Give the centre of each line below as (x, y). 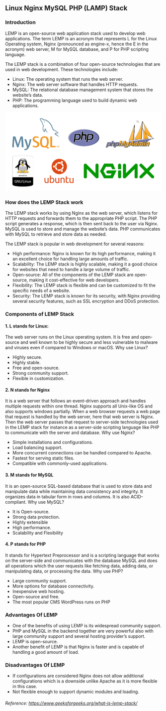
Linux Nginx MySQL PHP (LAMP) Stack (66, 8)
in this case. (25, 687)
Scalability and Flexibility (38, 533)
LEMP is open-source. (35, 642)
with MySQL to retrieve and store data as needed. (56, 234)
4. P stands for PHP (26, 544)
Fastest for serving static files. (43, 458)
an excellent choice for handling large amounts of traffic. (70, 259)
